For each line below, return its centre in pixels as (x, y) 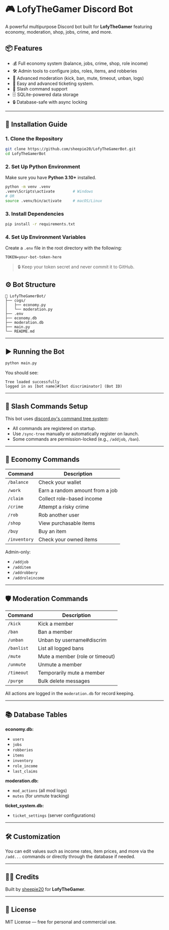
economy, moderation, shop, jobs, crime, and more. (59, 32)
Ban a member (55, 632)
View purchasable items (67, 523)
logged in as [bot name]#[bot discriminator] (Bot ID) (64, 386)
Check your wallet (60, 482)
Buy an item (53, 531)
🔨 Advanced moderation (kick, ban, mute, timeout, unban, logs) (78, 78)
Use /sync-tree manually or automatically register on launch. (76, 434)
